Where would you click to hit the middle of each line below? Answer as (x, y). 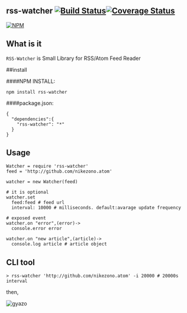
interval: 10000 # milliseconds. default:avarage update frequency (96, 208)
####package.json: (30, 103)
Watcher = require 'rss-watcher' (47, 167)
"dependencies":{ (33, 119)
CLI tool (21, 262)
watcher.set (21, 197)
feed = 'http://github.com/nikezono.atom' (59, 172)
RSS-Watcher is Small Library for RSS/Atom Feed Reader (73, 58)
